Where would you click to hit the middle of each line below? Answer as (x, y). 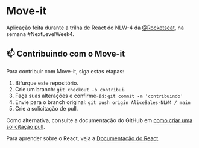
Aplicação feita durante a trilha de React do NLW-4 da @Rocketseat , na (95, 28)
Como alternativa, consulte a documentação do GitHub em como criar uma (99, 120)
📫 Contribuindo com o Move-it (66, 54)
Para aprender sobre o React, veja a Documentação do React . (83, 138)
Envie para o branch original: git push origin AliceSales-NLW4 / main (103, 102)
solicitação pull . (26, 126)
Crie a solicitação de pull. (46, 108)
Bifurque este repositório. (46, 83)
